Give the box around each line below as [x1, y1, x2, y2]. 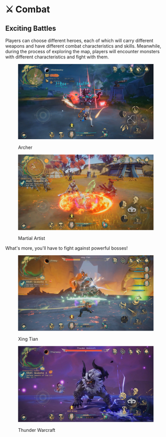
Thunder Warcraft [18, 427, 56, 433]
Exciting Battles [5, 24, 56, 33]
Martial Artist [18, 235, 45, 242]
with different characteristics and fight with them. [5, 54, 109, 60]
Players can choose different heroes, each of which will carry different [5, 37, 154, 43]
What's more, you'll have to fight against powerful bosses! [5, 245, 128, 251]
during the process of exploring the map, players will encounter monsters [5, 49, 160, 54]
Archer [18, 144, 33, 150]
